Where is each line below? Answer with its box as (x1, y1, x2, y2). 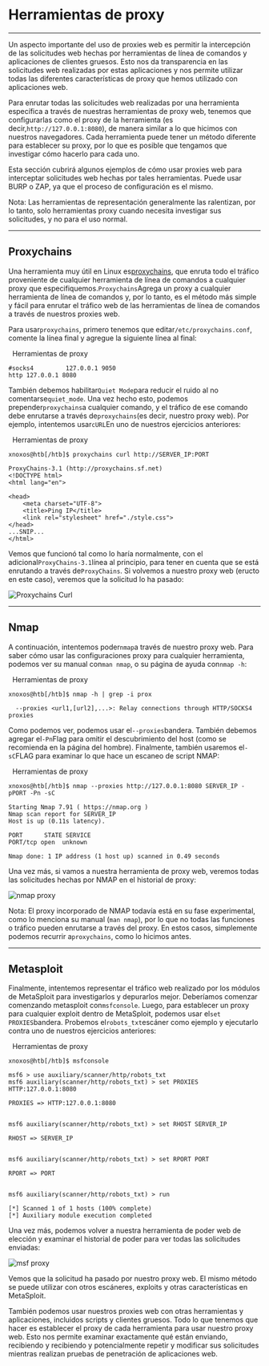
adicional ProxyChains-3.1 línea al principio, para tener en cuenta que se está (8, 557, 259, 567)
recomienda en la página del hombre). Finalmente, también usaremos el (8, 742, 245, 752)
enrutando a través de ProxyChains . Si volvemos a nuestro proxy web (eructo (8, 566, 260, 575)
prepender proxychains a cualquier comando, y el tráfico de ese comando (8, 402, 248, 412)
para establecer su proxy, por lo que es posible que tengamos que (8, 140, 227, 150)
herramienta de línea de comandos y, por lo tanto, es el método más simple (8, 291, 257, 302)
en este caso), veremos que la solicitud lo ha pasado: (8, 574, 184, 583)
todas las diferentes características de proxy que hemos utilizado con (8, 74, 239, 83)
